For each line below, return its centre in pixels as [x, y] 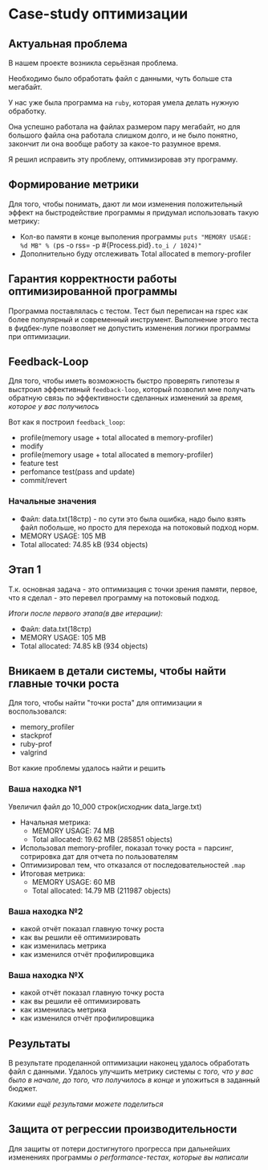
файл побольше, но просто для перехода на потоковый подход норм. [139, 527]
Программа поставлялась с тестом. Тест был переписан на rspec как [128, 311]
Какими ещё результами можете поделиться [86, 1104]
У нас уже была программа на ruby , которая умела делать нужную [124, 102]
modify [32, 446]
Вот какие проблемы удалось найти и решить [87, 768]
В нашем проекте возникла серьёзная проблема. [93, 63]
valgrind [34, 753]
